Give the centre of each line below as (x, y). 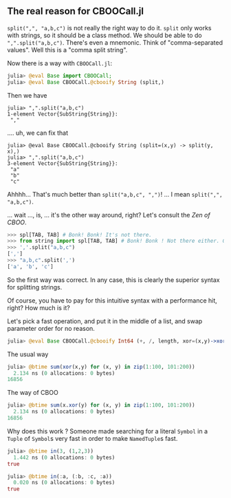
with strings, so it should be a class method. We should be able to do (104, 35)
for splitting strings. (35, 287)
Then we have (27, 95)
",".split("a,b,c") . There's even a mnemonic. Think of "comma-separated (115, 42)
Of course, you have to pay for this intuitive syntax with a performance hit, (112, 300)
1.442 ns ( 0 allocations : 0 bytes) (64, 457)
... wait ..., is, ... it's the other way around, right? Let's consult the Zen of (109, 215)
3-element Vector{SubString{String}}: (63, 163)
